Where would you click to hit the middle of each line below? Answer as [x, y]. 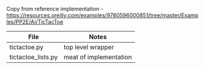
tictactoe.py [27, 47]
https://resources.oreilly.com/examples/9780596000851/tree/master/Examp [102, 15]
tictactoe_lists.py [34, 57]
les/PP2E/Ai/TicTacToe [35, 22]
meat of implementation [98, 57]
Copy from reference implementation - [55, 9]
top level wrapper [89, 47]
